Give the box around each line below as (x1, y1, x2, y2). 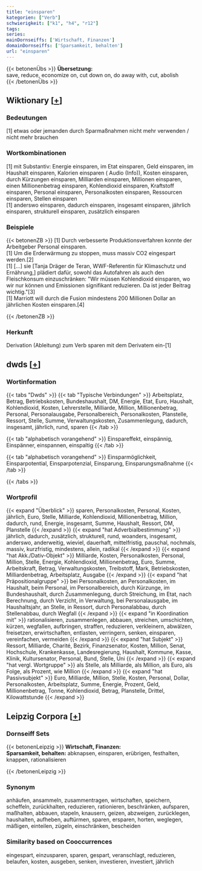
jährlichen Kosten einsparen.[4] (6, 301, 85, 309)
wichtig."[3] (6, 289, 35, 296)
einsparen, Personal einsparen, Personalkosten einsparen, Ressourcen (6, 189, 183, 196)
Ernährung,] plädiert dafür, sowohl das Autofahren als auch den (6, 269, 165, 276)
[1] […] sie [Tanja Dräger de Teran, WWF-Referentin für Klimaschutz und (6, 262, 186, 270)
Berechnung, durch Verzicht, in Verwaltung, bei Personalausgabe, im (6, 597, 178, 604)
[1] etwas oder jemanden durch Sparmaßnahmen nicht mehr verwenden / (6, 127, 189, 135)
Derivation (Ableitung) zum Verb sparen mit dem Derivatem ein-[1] (6, 342, 171, 349)
